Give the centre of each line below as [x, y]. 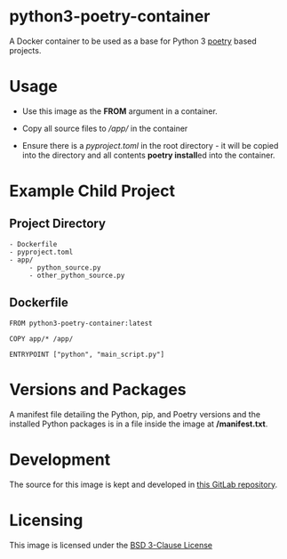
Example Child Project [92, 191]
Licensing [46, 520]
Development [60, 459]
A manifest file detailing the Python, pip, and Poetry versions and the [135, 414]
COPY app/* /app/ [41, 339]
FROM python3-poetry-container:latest [81, 323]
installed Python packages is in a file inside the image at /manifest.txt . [139, 424]
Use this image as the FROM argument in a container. [120, 111]
